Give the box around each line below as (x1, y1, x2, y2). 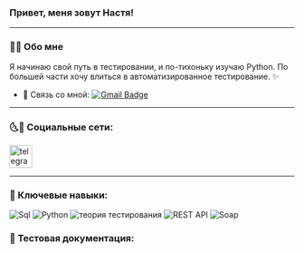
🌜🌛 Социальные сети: (9, 121, 114, 133)
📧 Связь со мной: (22, 89, 90, 100)
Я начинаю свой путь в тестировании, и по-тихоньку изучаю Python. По (9, 61, 289, 72)
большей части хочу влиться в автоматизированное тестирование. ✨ (9, 71, 280, 82)
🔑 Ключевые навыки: (9, 189, 109, 201)
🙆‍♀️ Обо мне (9, 41, 64, 54)
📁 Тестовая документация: (9, 232, 135, 245)
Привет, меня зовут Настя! (9, 6, 134, 19)
